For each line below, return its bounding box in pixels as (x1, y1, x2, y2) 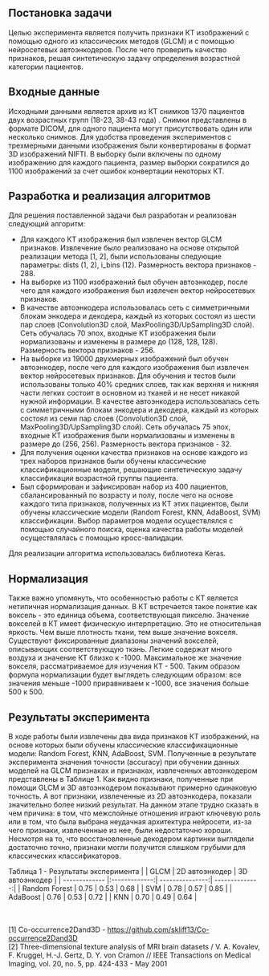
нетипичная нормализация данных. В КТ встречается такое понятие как (8, 602, 258, 612)
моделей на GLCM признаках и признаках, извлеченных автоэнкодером (8, 766, 258, 775)
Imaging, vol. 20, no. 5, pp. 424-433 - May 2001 (8, 959, 168, 969)
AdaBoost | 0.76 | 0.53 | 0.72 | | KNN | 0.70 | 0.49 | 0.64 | (8, 893, 198, 902)
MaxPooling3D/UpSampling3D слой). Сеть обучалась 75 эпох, (19, 422, 231, 432)
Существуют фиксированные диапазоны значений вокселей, (8, 636, 219, 645)
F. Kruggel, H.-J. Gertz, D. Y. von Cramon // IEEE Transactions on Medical (8, 950, 251, 960)
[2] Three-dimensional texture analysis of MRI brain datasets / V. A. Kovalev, (8, 942, 261, 952)
